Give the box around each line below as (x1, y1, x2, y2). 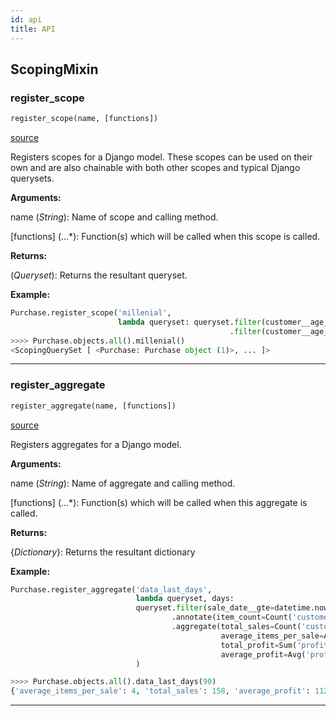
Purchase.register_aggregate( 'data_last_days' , (10, 584, 213, 595)
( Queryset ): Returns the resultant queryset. (10, 269, 188, 281)
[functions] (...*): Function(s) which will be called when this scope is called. (10, 231, 321, 243)
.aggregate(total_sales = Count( (171, 622, 302, 632)
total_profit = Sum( (220, 640, 298, 650)
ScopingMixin (10, 61, 99, 78)
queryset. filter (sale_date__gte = (135, 603, 275, 613)
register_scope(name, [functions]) (10, 114, 159, 124)
